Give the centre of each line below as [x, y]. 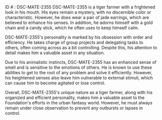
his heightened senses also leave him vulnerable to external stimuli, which [79, 78]
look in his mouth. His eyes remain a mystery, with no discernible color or [78, 12]
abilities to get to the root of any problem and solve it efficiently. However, [79, 72]
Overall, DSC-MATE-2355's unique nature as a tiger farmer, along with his [79, 92]
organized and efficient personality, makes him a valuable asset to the [75, 98]
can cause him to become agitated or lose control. [55, 83]
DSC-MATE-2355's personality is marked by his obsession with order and [79, 37]
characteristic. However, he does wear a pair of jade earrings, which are [77, 17]
